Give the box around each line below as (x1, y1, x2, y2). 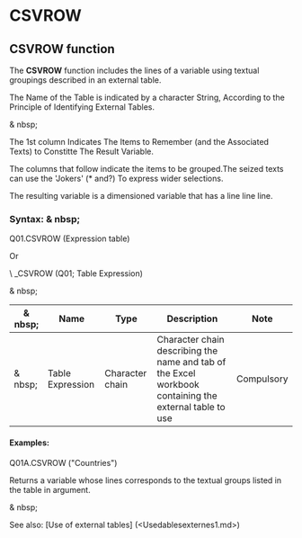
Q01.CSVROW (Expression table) (9, 233, 130, 244)
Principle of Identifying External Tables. (9, 102, 155, 112)
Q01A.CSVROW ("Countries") (9, 457, 118, 468)
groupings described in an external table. (9, 75, 162, 85)
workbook (156, 379, 200, 391)
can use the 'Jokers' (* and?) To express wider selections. (9, 173, 224, 184)
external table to (156, 401, 226, 414)
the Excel (156, 367, 196, 380)
